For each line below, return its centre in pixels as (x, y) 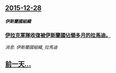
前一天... (18, 64)
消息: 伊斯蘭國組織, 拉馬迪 (31, 47)
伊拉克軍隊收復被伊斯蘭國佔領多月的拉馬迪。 (58, 36)
